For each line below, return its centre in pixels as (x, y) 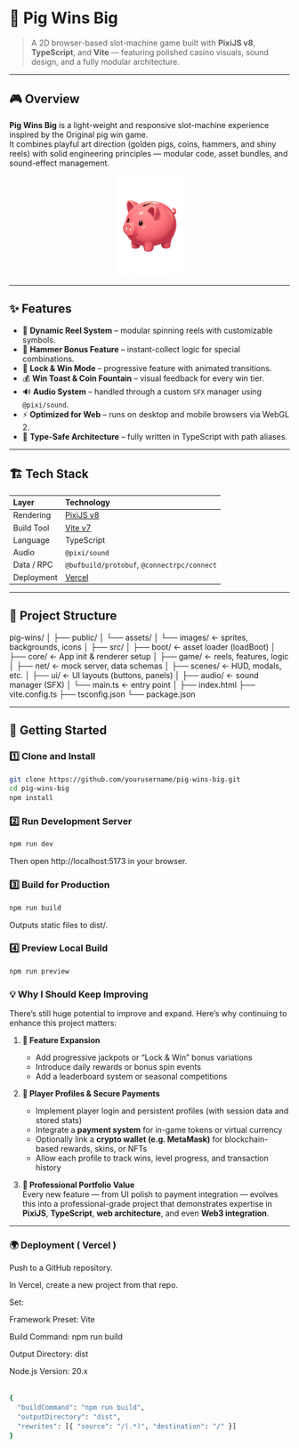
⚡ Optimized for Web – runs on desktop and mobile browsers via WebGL (156, 414)
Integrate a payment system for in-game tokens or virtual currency (159, 1129)
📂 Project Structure (63, 616)
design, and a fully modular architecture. (105, 61)
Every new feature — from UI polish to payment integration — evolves (150, 1194)
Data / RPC (33, 565)
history (48, 1167)
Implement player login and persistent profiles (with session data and (162, 1111)
